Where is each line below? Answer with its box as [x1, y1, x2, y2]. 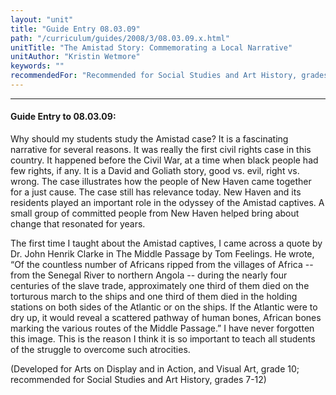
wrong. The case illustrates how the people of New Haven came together [10, 176, 312, 188]
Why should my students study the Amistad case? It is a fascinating [10, 133, 289, 145]
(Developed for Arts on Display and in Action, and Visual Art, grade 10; [10, 363, 300, 375]
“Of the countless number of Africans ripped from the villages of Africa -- [10, 259, 314, 271]
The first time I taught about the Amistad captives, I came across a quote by [10, 237, 323, 250]
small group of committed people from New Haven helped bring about [10, 207, 300, 220]
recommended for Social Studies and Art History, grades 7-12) [10, 374, 267, 386]
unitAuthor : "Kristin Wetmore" [10, 52, 141, 62]
